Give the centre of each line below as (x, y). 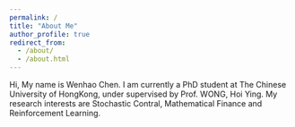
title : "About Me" (43, 26)
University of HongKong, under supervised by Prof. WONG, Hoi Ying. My (143, 94)
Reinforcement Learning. (55, 113)
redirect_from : (38, 42)
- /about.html (43, 59)
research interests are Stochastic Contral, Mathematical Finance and (136, 103)
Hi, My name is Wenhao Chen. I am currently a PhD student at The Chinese (148, 85)
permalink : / (34, 17)
